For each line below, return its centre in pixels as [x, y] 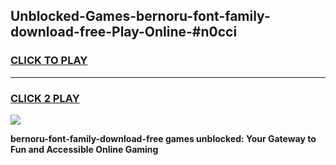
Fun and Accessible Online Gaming [84, 149]
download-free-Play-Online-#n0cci [124, 32]
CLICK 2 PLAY [45, 98]
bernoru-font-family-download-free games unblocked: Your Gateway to [163, 138]
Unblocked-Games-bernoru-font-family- [140, 16]
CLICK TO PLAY [49, 61]
